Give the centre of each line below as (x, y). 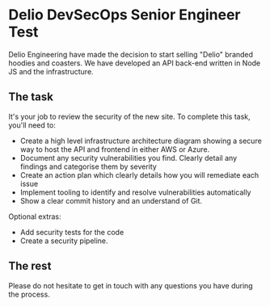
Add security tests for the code (72, 232)
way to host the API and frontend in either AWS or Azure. (115, 149)
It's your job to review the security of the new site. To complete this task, (129, 116)
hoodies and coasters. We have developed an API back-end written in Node (135, 63)
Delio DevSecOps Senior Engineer (124, 15)
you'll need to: (32, 125)
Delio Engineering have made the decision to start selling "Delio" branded (131, 54)
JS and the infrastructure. (51, 71)
